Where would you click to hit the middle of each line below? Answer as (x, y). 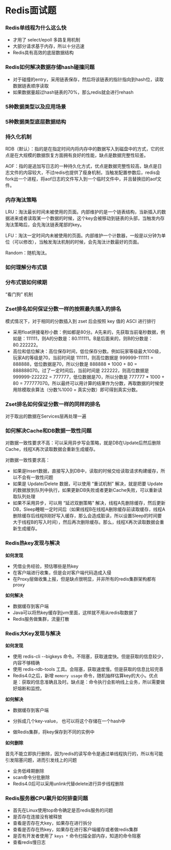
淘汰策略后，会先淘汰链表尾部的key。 (45, 225)
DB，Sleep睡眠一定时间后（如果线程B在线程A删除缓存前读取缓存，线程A (89, 509)
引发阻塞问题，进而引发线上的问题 (41, 760)
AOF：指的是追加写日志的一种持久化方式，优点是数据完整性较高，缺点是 (81, 166)
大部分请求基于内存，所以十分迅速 (48, 46)
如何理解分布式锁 (26, 268)
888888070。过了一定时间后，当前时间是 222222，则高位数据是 (81, 370)
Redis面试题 (31, 10)
